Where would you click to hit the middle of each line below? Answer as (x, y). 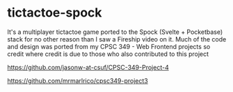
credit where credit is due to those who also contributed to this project (108, 54)
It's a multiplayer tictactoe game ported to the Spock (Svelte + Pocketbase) (115, 32)
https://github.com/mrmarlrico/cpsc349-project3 (78, 80)
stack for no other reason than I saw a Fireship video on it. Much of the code (117, 39)
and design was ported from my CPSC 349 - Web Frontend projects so (109, 46)
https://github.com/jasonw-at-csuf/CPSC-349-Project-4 (88, 67)
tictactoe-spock (55, 13)
